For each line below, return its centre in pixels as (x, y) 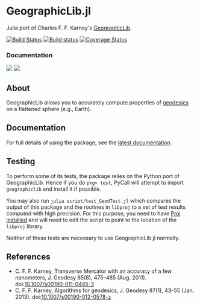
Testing (21, 161)
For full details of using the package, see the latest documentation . (89, 142)
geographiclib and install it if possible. (54, 189)
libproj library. (25, 226)
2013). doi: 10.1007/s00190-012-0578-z (63, 297)
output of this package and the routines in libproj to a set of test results (96, 207)
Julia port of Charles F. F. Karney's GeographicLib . (69, 28)
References (28, 257)
